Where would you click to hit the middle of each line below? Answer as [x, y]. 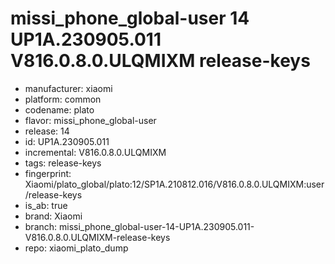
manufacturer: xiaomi [68, 88]
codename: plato [59, 109]
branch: [41, 226]
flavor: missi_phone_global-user [90, 120]
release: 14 [47, 131]
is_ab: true [46, 205]
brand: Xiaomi [53, 216]
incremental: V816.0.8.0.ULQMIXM [95, 152]
